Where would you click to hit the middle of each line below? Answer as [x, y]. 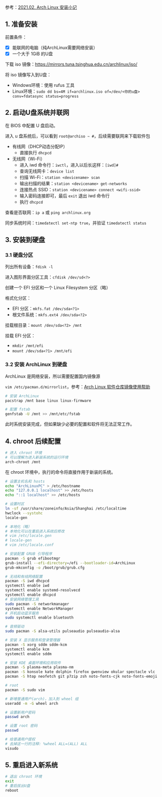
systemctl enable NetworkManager [39, 608]
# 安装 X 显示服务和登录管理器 [33, 640]
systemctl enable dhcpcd [31, 595]
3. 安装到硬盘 [25, 240]
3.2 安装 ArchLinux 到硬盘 [36, 365]
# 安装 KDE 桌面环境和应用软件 [33, 663]
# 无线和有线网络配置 [24, 576]
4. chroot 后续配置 [33, 441]
